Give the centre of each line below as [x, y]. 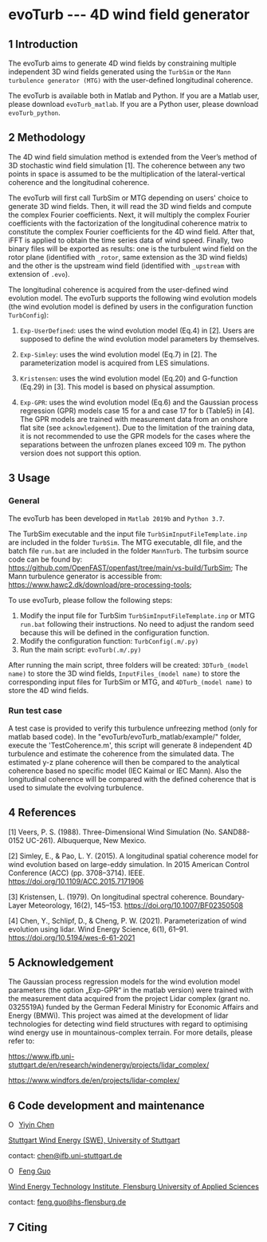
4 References [42, 812]
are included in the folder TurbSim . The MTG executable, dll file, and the [126, 542]
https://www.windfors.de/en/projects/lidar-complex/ [94, 1080]
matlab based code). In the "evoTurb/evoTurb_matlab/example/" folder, [125, 736]
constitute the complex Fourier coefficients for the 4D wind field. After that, [132, 231]
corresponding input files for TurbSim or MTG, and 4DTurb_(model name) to [130, 682]
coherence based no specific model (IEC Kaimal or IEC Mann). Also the [125, 771]
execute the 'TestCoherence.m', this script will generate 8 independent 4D [130, 745]
